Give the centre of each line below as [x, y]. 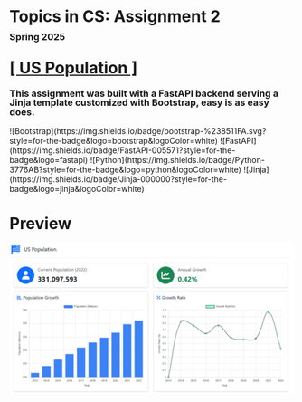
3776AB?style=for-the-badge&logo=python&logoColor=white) [126, 169]
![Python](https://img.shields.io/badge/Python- [177, 159]
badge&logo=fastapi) [49, 159]
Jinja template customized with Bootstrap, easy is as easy [139, 102]
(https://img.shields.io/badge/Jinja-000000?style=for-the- [118, 179]
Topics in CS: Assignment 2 [115, 17]
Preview [41, 223]
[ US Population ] [74, 68]
